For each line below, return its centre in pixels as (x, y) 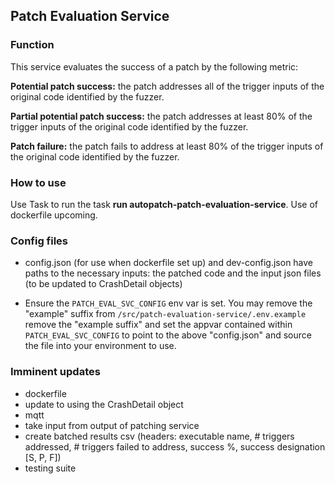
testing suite (50, 468)
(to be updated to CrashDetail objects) (103, 284)
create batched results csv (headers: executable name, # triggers (159, 436)
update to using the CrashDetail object (104, 404)
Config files (39, 241)
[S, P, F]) (43, 457)
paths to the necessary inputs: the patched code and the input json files (173, 273)
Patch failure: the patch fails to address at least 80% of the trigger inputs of (167, 146)
